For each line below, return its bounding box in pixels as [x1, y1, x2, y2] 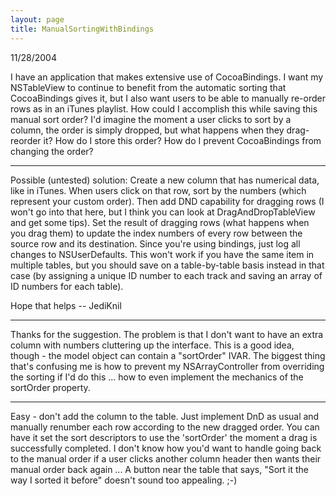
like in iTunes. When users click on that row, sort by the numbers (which [10, 184, 307, 196]
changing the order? [10, 145, 94, 157]
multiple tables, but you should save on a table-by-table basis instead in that [10, 259, 325, 271]
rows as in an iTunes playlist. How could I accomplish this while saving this [10, 102, 318, 115]
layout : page [10, 14, 65, 25]
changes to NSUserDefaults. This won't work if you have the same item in [10, 248, 315, 260]
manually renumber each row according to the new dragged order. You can [10, 421, 320, 433]
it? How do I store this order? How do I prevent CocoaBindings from [43, 134, 322, 146]
